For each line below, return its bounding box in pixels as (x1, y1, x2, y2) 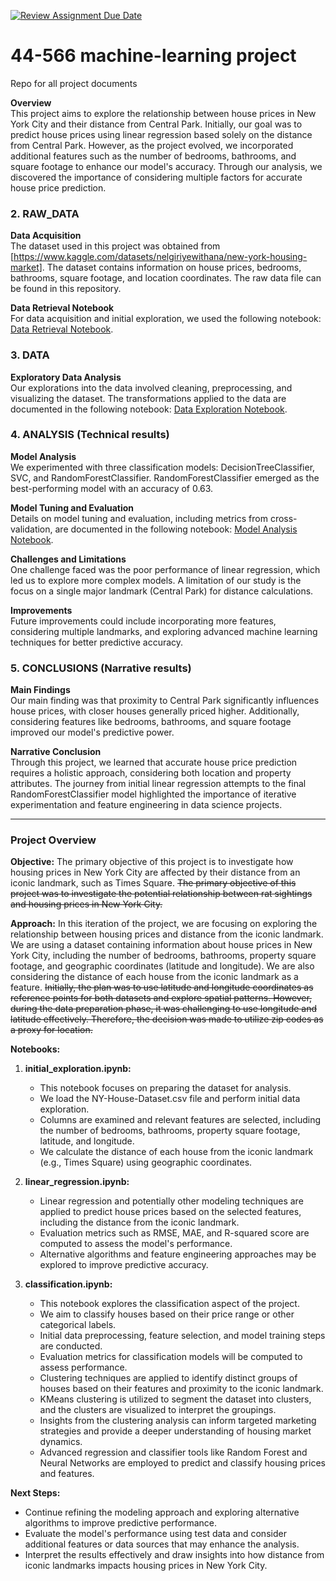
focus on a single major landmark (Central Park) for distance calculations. (10, 585, 314, 597)
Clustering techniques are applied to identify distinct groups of (39, 1372, 298, 1384)
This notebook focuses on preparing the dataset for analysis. (39, 1082, 292, 1094)
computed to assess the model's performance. (39, 1238, 233, 1250)
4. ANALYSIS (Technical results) (10, 428, 170, 442)
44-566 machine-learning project (10, 45, 297, 67)
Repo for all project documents (10, 77, 138, 89)
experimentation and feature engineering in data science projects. (10, 799, 283, 811)
